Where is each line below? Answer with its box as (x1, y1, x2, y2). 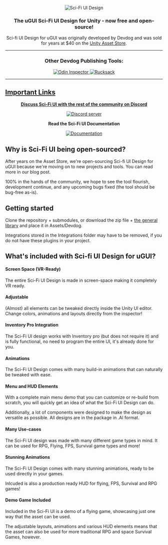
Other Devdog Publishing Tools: (44, 58, 123, 65)
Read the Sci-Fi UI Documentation (48, 121, 120, 127)
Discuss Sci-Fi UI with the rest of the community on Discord (20, 101, 147, 107)
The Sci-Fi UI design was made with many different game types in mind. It (5, 437, 158, 443)
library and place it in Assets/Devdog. (5, 223, 82, 229)
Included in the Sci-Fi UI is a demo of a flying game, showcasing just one (5, 508, 155, 514)
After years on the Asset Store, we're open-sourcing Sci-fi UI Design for (5, 158, 153, 164)
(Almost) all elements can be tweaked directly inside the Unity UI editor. (5, 305, 152, 311)
